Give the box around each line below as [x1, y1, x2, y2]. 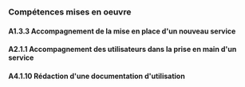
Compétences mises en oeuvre [8, 6, 132, 18]
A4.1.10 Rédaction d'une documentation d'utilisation [8, 71, 185, 81]
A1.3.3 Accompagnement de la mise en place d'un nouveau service [8, 26, 236, 36]
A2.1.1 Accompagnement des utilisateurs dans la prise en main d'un [8, 45, 237, 54]
